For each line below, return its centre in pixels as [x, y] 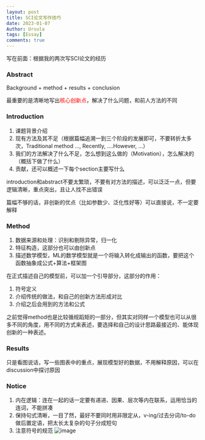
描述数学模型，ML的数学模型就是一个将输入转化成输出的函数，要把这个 [105, 255]
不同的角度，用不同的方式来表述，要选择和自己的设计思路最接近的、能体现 [105, 324]
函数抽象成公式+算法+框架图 [51, 263]
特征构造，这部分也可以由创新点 [55, 247]
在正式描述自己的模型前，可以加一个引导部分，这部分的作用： [84, 275]
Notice [16, 386]
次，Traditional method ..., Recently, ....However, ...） [81, 146]
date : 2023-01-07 [28, 23]
